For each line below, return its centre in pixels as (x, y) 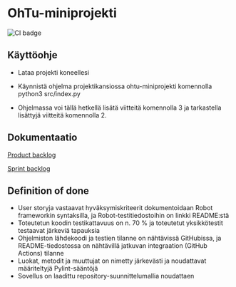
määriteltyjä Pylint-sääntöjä (58, 268)
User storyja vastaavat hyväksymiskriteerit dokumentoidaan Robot (115, 208)
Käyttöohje (32, 55)
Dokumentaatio (42, 138)
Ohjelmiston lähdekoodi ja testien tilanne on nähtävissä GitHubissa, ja (119, 238)
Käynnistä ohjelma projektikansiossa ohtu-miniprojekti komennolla (115, 86)
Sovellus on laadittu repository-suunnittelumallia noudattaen (106, 276)
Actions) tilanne (41, 254)
